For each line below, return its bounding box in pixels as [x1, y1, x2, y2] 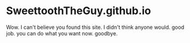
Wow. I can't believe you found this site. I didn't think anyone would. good [6, 24, 185, 31]
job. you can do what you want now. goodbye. [6, 29, 118, 37]
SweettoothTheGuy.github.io [6, 4, 151, 18]
